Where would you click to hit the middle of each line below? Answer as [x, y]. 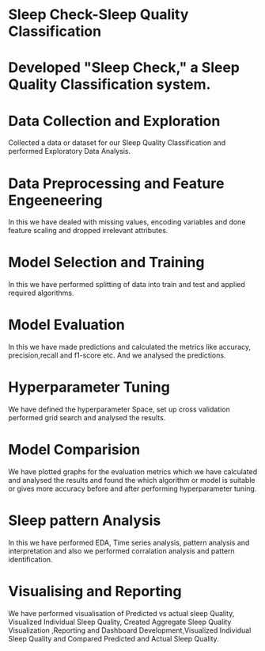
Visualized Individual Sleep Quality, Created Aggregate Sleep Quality [120, 622]
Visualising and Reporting [95, 592]
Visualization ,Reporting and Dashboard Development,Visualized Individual [130, 630]
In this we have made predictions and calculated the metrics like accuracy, [130, 347]
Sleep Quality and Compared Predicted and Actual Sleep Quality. [114, 638]
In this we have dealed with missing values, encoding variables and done [127, 222]
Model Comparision [74, 450]
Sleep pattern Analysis [85, 521]
